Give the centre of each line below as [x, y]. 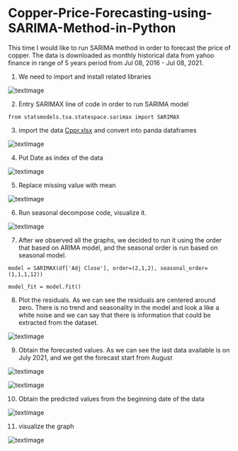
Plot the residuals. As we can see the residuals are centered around [117, 300]
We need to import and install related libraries [85, 77]
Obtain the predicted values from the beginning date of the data [111, 399]
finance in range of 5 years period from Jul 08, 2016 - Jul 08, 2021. [106, 62]
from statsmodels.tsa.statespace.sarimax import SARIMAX [94, 117]
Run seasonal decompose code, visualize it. [83, 212]
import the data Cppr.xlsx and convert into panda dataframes [107, 130]
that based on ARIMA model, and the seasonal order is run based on [118, 247]
